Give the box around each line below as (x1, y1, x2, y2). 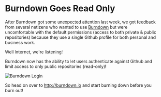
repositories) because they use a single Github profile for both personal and (5, 34, 156, 40)
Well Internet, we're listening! (5, 49, 63, 55)
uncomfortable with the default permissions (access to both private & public (5, 29, 157, 35)
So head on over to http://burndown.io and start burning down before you (5, 82, 152, 88)
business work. (5, 39, 35, 45)
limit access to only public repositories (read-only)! (5, 64, 107, 69)
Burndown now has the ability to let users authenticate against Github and (5, 58, 152, 64)
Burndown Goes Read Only (5, 3, 115, 14)
